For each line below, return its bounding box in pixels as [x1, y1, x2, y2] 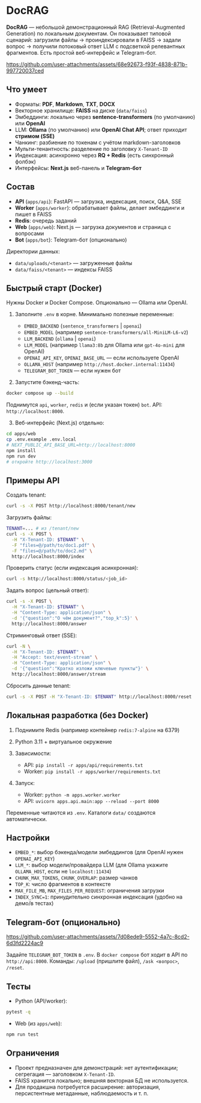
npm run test [6, 1031, 39, 1037]
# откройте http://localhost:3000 [6, 459, 93, 465]
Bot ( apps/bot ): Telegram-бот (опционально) [14, 236, 127, 243]
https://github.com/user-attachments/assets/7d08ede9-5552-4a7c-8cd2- [6, 933, 190, 941]
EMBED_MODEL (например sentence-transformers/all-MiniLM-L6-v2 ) [23, 329, 189, 336]
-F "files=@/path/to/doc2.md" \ [11, 548, 93, 554]
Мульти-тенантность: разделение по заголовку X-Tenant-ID [14, 145, 168, 152]
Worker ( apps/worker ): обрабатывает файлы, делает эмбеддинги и [14, 204, 185, 211]
